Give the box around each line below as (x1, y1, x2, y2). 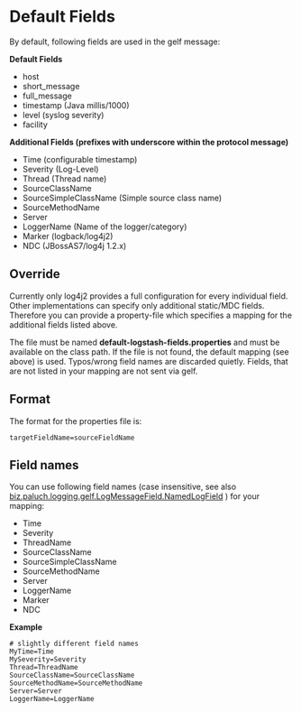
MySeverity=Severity (9, 655, 87, 664)
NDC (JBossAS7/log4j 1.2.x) (22, 240, 127, 251)
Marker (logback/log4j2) (22, 230, 114, 241)
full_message (22, 90, 72, 101)
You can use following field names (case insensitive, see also (9, 481, 237, 493)
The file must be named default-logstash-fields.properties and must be (9, 337, 280, 347)
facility (22, 119, 48, 130)
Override (9, 266, 60, 282)
